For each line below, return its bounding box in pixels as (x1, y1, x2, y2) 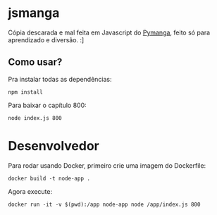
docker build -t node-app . (8, 175, 91, 182)
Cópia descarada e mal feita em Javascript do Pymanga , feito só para (8, 28, 211, 37)
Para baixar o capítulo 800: (8, 101, 87, 109)
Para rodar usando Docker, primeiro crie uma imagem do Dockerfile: (8, 161, 206, 170)
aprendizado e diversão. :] (8, 35, 85, 44)
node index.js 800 (8, 114, 62, 121)
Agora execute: (8, 187, 52, 195)
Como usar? (8, 56, 63, 68)
